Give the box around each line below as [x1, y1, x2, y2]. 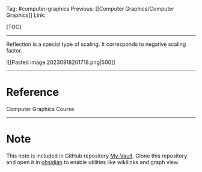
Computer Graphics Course [6, 105, 75, 112]
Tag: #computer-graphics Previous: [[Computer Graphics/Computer [6, 5, 174, 12]
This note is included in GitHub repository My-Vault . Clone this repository [6, 152, 188, 159]
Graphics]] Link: [6, 11, 46, 19]
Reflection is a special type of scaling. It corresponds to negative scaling [6, 40, 186, 48]
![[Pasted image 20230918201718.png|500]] [6, 59, 115, 66]
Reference [6, 86, 59, 99]
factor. [6, 47, 23, 54]
